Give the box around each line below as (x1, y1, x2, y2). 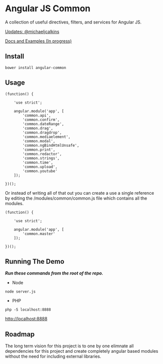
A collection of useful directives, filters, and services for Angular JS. (5, 19, 142, 25)
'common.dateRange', (22, 121, 64, 126)
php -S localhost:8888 (5, 307, 51, 312)
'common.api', (22, 113, 51, 118)
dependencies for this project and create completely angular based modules (5, 348, 159, 354)
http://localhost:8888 (5, 316, 48, 322)
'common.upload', (22, 164, 57, 169)
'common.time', (22, 160, 54, 165)
